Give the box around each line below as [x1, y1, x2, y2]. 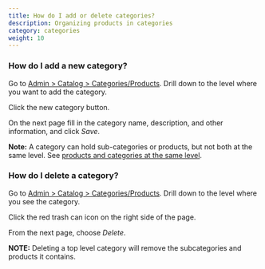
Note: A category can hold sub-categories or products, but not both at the [8, 141, 253, 152]
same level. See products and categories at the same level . [8, 150, 202, 160]
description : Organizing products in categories [8, 19, 173, 27]
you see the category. [8, 196, 81, 206]
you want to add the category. [8, 87, 108, 97]
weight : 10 [8, 34, 45, 42]
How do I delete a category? [8, 170, 119, 181]
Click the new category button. [8, 102, 110, 112]
